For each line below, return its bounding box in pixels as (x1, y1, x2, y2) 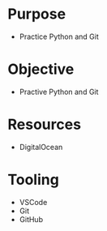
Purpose (7, 5, 66, 24)
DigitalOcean (19, 142, 63, 152)
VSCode (19, 197, 48, 207)
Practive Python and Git (19, 87, 99, 96)
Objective (7, 60, 75, 79)
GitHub (19, 214, 44, 224)
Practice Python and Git (19, 32, 99, 41)
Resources (7, 115, 82, 134)
